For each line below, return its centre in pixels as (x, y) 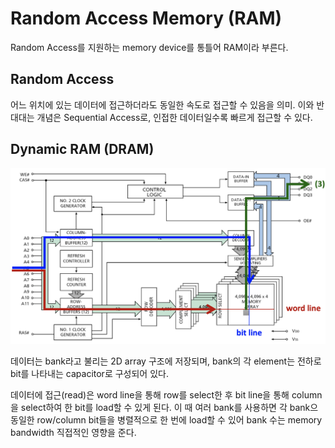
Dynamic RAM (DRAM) (82, 149)
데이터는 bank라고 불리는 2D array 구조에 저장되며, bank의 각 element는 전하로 (166, 361)
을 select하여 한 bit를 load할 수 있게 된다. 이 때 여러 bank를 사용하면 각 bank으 (164, 407)
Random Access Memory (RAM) (146, 18)
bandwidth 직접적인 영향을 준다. (73, 432)
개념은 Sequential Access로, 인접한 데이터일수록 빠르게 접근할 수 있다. (174, 117)
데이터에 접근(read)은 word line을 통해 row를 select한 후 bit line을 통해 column (166, 394)
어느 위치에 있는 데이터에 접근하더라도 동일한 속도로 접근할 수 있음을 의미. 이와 (162, 104)
